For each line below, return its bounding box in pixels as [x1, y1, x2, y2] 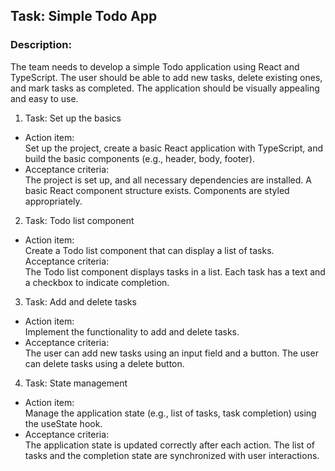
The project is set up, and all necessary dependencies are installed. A [24, 174, 312, 186]
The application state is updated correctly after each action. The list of [24, 439, 315, 451]
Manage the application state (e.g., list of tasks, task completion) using [24, 407, 317, 419]
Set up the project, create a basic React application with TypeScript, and [24, 142, 323, 154]
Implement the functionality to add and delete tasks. [24, 325, 240, 338]
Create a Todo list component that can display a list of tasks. [24, 244, 275, 256]
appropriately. [24, 195, 83, 207]
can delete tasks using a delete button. [24, 357, 185, 369]
